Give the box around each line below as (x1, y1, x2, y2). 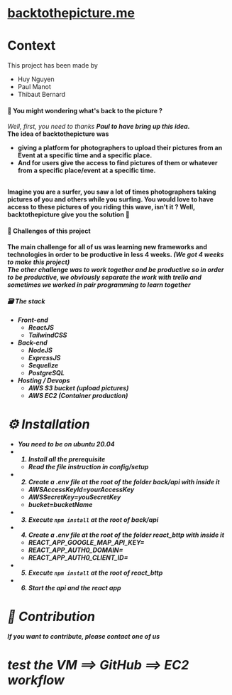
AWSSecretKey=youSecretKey (28, 493, 121, 501)
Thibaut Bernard (17, 90, 66, 99)
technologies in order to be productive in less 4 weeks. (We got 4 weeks (7, 250, 224, 258)
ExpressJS (28, 353, 61, 362)
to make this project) (7, 258, 70, 266)
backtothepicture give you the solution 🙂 (7, 210, 130, 219)
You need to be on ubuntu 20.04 (17, 439, 115, 448)
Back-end (17, 338, 48, 347)
